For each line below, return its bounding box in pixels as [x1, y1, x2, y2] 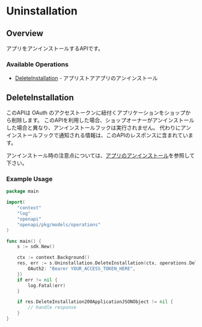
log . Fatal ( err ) [28, 283, 66, 289]
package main [6, 188, 39, 195]
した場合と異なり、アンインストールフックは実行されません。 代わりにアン [6, 124, 191, 132]
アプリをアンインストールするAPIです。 [6, 45, 104, 52]
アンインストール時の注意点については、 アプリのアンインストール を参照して [6, 152, 195, 159]
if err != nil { [17, 277, 58, 283]
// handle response [28, 305, 77, 311]
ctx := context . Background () [17, 254, 90, 261]
